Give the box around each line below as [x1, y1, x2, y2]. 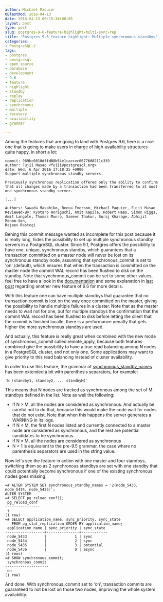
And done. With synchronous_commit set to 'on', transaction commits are [5, 581, 152, 587]
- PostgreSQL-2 [5, 44, 36, 48]
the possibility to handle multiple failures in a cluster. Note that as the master [5, 303, 159, 309]
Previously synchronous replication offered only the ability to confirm [5, 179, 158, 185]
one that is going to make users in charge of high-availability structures [5, 144, 148, 150]
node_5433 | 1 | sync [7, 534, 92, 539]
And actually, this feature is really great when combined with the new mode [5, 333, 156, 339]
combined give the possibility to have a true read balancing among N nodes [5, 343, 157, 350]
